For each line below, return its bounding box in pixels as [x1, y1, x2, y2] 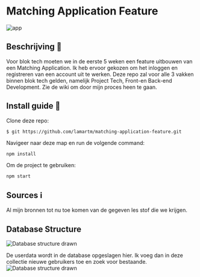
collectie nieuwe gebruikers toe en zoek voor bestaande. [6, 258, 148, 266]
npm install [6, 151, 36, 157]
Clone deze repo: [6, 116, 49, 124]
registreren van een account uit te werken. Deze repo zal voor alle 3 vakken [6, 71, 194, 78]
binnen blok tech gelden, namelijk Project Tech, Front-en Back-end [6, 77, 173, 84]
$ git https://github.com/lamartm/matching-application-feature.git [6, 129, 182, 135]
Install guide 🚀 [6, 101, 61, 111]
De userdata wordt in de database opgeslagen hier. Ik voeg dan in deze [6, 252, 184, 259]
